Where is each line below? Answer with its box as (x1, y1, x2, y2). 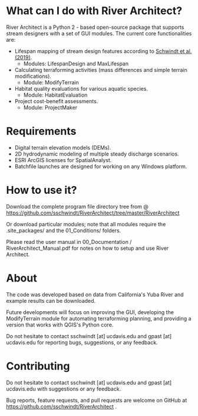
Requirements (6, 125, 77, 138)
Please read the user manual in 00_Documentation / (6, 238, 132, 245)
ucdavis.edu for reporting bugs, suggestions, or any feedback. (6, 339, 158, 346)
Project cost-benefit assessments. (14, 97, 98, 104)
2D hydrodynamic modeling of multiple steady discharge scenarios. (14, 150, 179, 157)
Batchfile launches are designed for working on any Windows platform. (14, 163, 187, 170)
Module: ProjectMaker (23, 104, 78, 111)
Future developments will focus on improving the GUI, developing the (6, 308, 174, 316)
